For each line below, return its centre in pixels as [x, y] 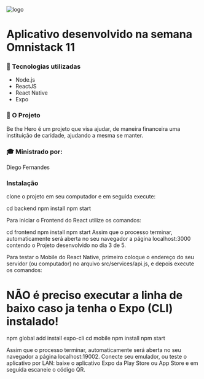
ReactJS [26, 87]
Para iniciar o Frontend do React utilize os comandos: [74, 221]
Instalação [22, 183]
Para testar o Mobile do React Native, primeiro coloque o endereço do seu [100, 257]
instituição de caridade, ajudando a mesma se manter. [75, 135]
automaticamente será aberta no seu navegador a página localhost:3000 [99, 239]
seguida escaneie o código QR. [46, 370]
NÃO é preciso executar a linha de [95, 295]
